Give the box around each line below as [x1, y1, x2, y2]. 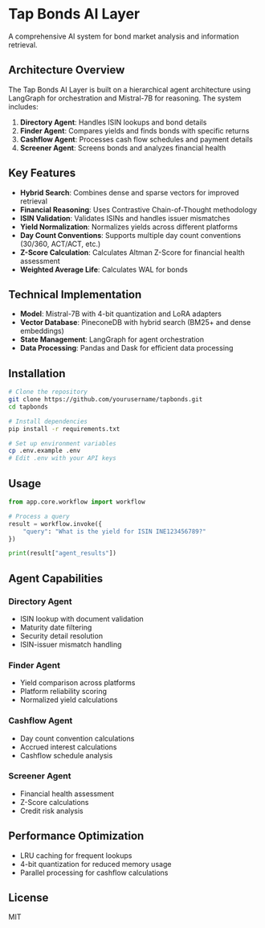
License [8, 891, 49, 905]
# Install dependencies [8, 417, 88, 425]
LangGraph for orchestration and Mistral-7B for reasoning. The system [8, 93, 243, 103]
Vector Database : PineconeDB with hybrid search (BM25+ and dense [19, 318, 251, 327]
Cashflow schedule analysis [19, 750, 113, 760]
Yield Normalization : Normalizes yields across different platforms [19, 222, 238, 232]
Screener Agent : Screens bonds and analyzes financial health [19, 142, 226, 153]
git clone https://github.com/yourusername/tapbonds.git [8, 396, 203, 404]
